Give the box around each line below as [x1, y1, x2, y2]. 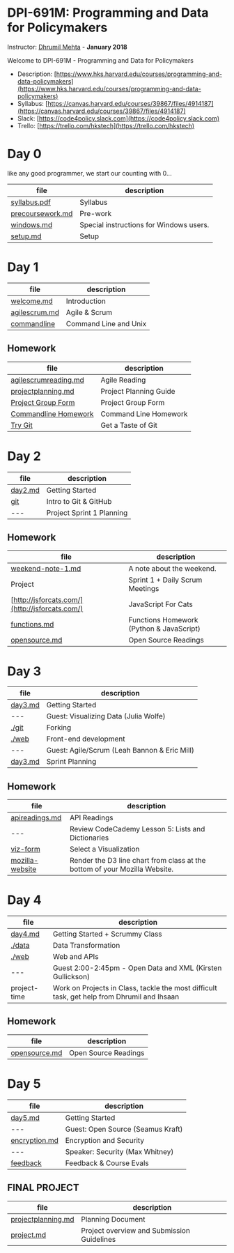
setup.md [10, 231, 42, 241]
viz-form [10, 845, 40, 854]
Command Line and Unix [65, 318, 147, 328]
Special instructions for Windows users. [79, 220, 210, 229]
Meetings [128, 584, 159, 594]
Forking [46, 723, 72, 732]
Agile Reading [100, 375, 146, 385]
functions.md [10, 620, 54, 629]
